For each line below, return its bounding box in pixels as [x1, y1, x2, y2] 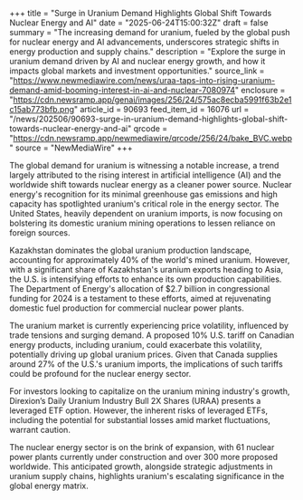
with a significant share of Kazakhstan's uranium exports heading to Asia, [9, 264, 284, 274]
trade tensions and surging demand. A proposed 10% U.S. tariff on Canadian [9, 330, 295, 341]
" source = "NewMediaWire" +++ [9, 142, 133, 153]
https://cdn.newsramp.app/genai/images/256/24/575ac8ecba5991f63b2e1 [13, 94, 292, 105]
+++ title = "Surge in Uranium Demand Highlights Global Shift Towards [9, 8, 272, 18]
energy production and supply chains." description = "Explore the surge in [9, 46, 287, 57]
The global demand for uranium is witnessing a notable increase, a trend [9, 160, 279, 170]
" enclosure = [234, 85, 286, 95]
